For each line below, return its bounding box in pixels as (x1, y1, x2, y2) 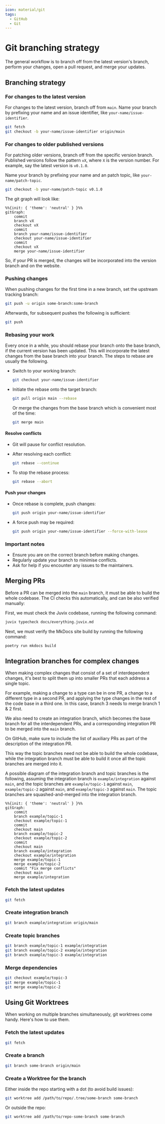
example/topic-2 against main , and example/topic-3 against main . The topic (5, 786, 157, 792)
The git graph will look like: (5, 196, 60, 202)
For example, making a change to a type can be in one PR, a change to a (5, 690, 153, 696)
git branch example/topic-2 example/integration (5, 948, 107, 953)
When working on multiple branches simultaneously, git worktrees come (5, 1011, 152, 1017)
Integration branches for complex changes (5, 656, 139, 665)
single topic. (5, 681, 30, 687)
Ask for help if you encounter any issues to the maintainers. (12, 562, 134, 568)
